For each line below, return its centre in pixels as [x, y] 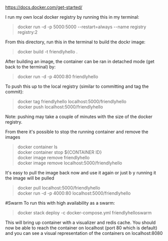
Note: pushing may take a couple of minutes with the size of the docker [79, 116]
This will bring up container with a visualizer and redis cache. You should [80, 222]
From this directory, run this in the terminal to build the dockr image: [75, 42]
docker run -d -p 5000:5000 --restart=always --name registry [82, 27]
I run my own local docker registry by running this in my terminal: [72, 17]
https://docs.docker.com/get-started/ [44, 7]
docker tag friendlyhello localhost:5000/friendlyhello [72, 101]
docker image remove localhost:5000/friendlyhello [70, 163]
